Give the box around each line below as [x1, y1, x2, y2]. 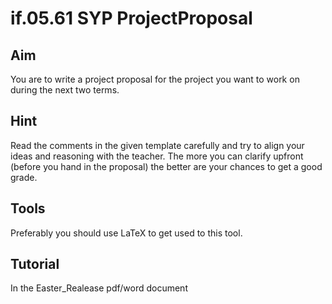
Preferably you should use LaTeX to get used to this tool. [10, 227, 243, 239]
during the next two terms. [10, 84, 120, 96]
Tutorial [10, 256, 60, 273]
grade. [10, 171, 38, 183]
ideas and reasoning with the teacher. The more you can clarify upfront [10, 150, 304, 162]
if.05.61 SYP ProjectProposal [10, 7, 253, 30]
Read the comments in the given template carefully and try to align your [10, 139, 305, 151]
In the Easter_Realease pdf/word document [10, 282, 188, 294]
